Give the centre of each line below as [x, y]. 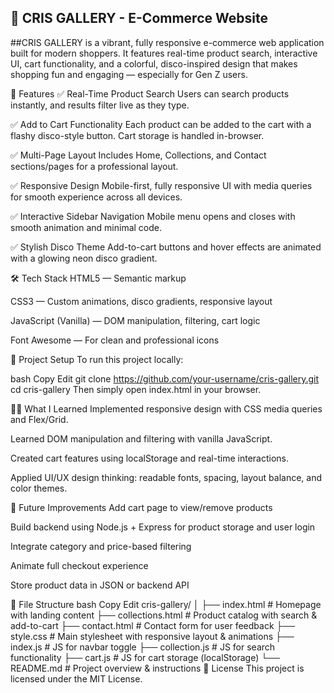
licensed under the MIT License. [76, 678]
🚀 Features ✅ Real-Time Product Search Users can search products [150, 93]
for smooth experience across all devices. [96, 197]
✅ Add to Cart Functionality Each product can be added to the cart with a [161, 124]
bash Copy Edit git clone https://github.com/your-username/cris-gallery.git [165, 378]
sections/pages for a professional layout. [94, 166]
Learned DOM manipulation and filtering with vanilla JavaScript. [141, 438]
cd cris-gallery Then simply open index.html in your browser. [136, 389]
